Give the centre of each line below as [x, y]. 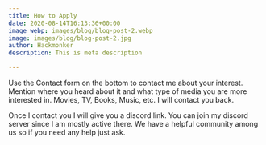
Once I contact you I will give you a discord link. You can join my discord [128, 115]
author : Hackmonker [41, 46]
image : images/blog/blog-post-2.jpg [70, 38]
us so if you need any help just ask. [67, 132]
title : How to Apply [43, 16]
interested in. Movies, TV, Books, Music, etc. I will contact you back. [121, 100]
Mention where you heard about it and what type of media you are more [128, 91]
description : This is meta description [75, 53]
